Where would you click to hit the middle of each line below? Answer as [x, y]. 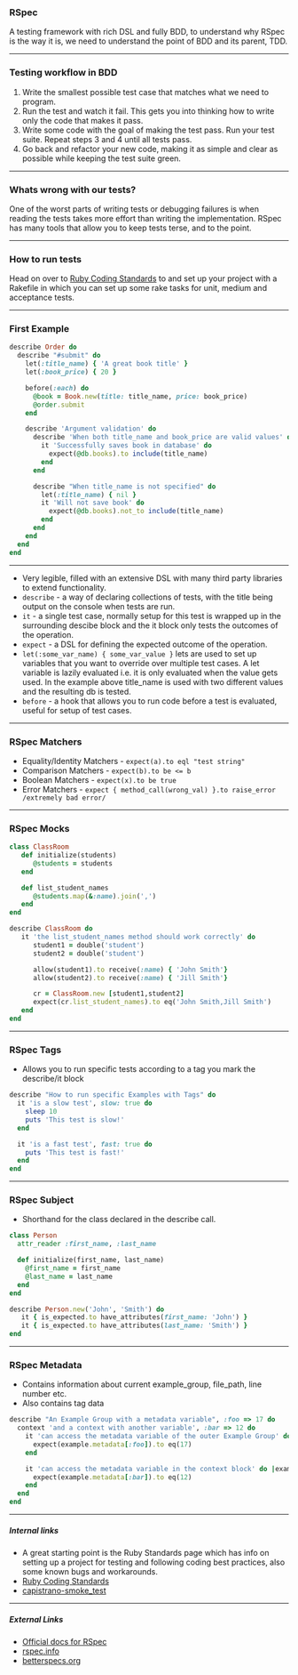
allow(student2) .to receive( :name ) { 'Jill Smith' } [130, 978]
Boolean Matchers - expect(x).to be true [99, 779]
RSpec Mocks [39, 828]
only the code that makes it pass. [82, 120]
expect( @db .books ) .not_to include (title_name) [136, 511]
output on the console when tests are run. [98, 606]
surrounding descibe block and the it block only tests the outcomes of [150, 625]
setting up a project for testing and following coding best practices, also [153, 1562]
